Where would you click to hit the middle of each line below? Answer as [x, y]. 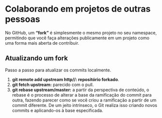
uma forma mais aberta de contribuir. [42, 43]
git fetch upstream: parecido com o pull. [53, 84]
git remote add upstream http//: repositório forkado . [66, 79]
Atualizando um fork [36, 59]
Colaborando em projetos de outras [78, 9]
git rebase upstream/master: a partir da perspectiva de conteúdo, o [81, 90]
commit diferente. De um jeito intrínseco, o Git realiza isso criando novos [85, 105]
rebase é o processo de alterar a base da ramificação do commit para [82, 95]
